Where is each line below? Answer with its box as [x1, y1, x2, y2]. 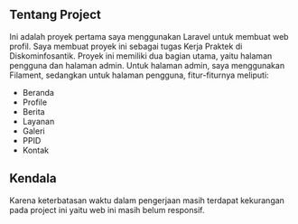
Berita [22, 106, 45, 117]
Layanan [22, 116, 55, 126]
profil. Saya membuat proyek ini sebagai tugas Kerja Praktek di [9, 41, 243, 51]
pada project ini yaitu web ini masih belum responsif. [9, 204, 205, 215]
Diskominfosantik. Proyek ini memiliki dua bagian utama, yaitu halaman [9, 50, 273, 61]
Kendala [9, 171, 57, 186]
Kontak [22, 145, 50, 155]
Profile [22, 97, 48, 107]
